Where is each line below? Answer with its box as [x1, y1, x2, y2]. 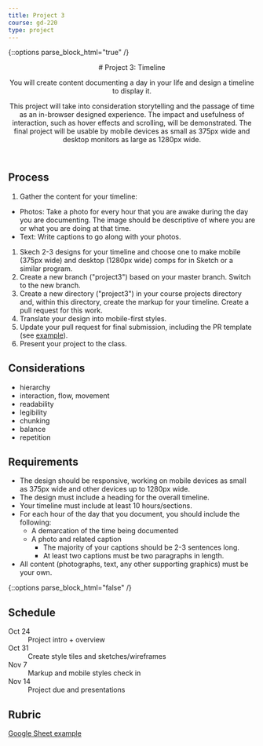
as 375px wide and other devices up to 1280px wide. [19, 485, 191, 494]
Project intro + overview [27, 635, 106, 645]
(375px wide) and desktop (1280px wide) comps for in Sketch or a [19, 255, 234, 265]
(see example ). [19, 331, 68, 340]
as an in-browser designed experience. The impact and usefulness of [19, 110, 245, 119]
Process [8, 170, 49, 185]
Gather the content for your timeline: [19, 192, 137, 201]
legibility [19, 408, 47, 417]
